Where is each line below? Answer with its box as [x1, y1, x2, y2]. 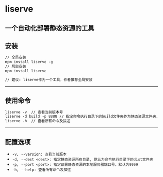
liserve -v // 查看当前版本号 [5, 110, 63, 114]
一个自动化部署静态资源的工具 [5, 24, 95, 32]
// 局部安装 [5, 64, 27, 69]
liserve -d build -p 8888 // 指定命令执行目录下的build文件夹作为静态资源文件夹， [5, 114, 160, 119]
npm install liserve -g [5, 60, 53, 64]
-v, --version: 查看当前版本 [12, 152, 67, 157]
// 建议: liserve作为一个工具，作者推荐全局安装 [5, 77, 93, 82]
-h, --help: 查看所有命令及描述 [12, 167, 71, 173]
